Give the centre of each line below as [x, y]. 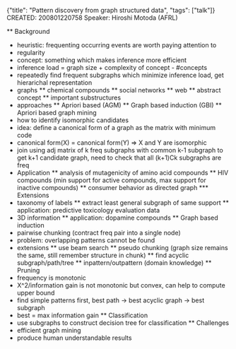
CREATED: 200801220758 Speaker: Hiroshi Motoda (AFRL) [92, 18]
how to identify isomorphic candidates [72, 120]
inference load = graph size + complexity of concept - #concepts [112, 67]
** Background [28, 31]
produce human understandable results [74, 338]
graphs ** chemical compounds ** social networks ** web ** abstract [119, 90]
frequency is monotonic [51, 278]
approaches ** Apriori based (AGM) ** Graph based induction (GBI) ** [119, 105]
